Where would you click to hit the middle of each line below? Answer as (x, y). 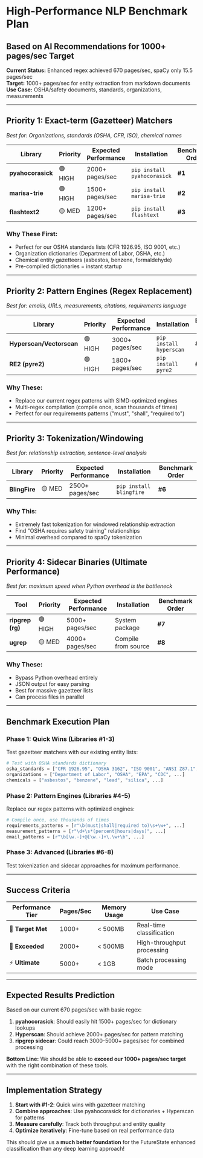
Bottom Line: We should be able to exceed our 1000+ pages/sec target (96, 1059)
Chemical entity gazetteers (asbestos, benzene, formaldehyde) (93, 260)
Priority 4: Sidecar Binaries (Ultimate (77, 562)
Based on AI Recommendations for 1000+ (86, 46)
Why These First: (32, 234)
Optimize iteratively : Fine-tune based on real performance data (95, 1131)
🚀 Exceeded (27, 946)
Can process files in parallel (50, 697)
